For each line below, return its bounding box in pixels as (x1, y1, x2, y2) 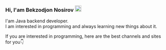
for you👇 (5, 39, 24, 45)
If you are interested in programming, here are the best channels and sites (5, 33, 161, 39)
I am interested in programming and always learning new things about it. (5, 23, 157, 30)
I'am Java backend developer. (5, 18, 69, 24)
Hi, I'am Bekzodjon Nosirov (5, 6, 74, 13)
